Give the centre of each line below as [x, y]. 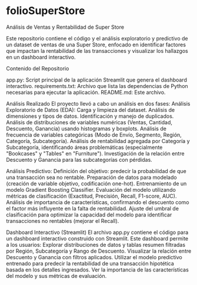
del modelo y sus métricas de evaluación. [56, 276]
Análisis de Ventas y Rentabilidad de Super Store [65, 27]
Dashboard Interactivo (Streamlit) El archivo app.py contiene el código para [97, 232]
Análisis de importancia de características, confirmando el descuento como [98, 202]
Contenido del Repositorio [38, 68]
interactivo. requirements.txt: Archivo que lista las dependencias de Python [97, 86]
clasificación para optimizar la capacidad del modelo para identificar [89, 215]
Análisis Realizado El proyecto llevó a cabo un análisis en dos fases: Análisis [98, 103]
